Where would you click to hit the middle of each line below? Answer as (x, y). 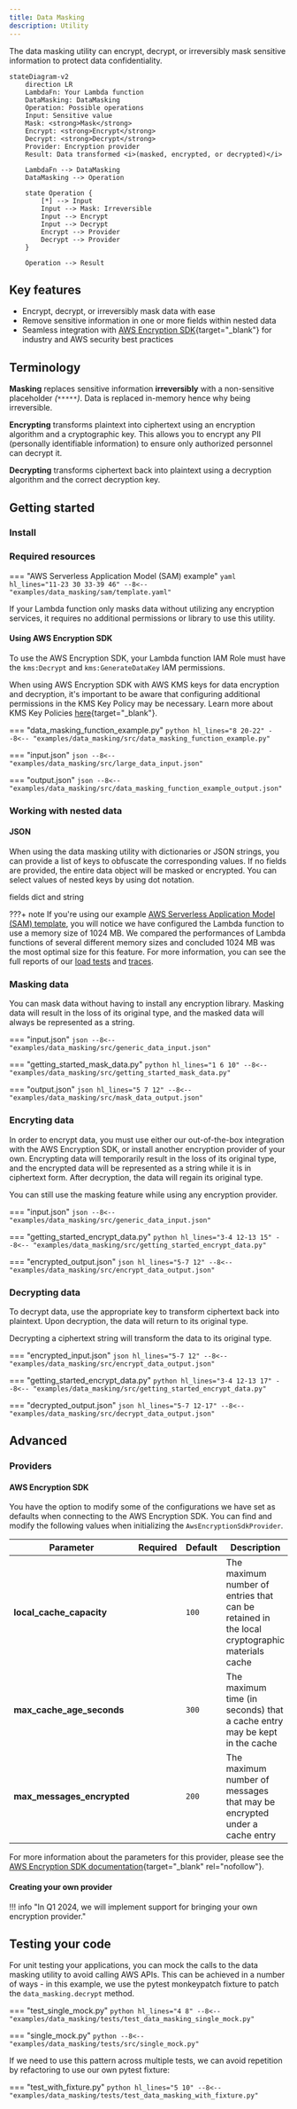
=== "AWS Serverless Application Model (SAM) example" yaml (123, 576)
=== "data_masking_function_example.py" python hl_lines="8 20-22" (137, 730)
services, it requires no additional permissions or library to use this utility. (142, 618)
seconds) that (255, 1710)
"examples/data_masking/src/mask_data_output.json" (106, 1098)
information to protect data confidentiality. (86, 60)
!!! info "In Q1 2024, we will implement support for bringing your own (133, 1907)
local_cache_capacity (61, 1612)
